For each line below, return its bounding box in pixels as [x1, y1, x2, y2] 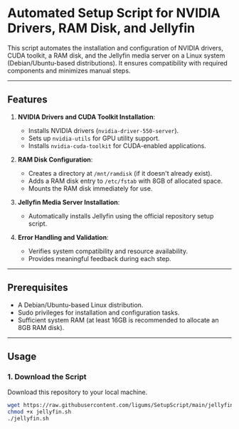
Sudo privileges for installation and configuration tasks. [17, 308, 180, 317]
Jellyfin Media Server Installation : [17, 198, 120, 206]
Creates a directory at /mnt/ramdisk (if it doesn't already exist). [28, 169, 213, 177]
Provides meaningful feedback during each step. [28, 254, 172, 263]
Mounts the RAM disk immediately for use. [28, 184, 153, 193]
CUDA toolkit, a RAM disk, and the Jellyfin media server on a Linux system [7, 51, 225, 60]
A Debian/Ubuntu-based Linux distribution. [17, 300, 144, 309]
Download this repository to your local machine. [7, 388, 148, 396]
